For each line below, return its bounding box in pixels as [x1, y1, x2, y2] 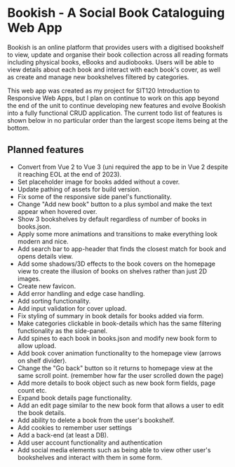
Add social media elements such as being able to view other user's [17, 445, 211, 454]
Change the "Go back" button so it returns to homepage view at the [17, 363, 213, 372]
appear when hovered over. [17, 207, 98, 215]
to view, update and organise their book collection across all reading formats [7, 50, 229, 59]
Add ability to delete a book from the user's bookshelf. [17, 416, 175, 424]
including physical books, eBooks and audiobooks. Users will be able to [7, 57, 215, 66]
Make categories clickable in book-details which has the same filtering [17, 319, 222, 327]
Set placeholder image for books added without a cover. [17, 177, 180, 186]
